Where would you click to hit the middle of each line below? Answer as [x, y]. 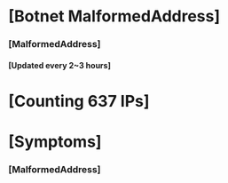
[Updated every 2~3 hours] [60, 65]
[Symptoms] [55, 142]
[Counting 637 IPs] [79, 101]
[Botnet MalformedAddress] [114, 16]
